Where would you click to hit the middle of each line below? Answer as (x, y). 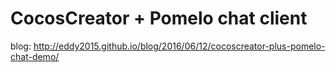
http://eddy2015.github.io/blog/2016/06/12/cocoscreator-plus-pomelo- (179, 46)
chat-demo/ (35, 56)
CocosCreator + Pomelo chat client (159, 18)
